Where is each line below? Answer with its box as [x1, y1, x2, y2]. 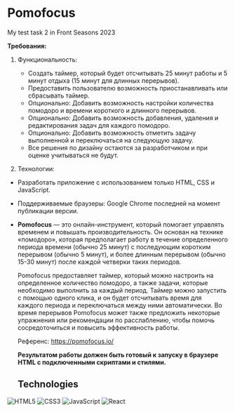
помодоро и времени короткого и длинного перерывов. [27, 106, 197, 114]
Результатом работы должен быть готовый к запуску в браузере [17, 350, 219, 359]
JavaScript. [17, 185, 51, 194]
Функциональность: [17, 55, 78, 64]
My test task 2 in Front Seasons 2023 [7, 28, 116, 36]
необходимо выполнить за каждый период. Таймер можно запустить [17, 286, 227, 294]
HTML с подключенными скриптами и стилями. [17, 358, 166, 366]
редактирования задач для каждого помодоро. [27, 121, 170, 129]
